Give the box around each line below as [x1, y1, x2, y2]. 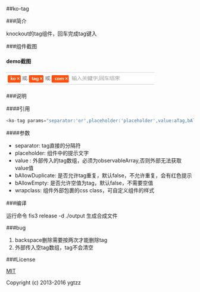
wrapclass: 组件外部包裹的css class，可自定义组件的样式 [14, 187, 155, 194]
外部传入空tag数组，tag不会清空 [14, 244, 93, 251]
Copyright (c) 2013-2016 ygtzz [6, 279, 82, 286]
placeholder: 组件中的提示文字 [14, 149, 89, 157]
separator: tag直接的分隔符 [14, 142, 82, 149]
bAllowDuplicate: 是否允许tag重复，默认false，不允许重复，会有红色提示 [14, 172, 192, 179]
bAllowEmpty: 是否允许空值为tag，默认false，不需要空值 [14, 179, 154, 187]
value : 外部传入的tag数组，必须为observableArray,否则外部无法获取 [14, 157, 182, 164]
